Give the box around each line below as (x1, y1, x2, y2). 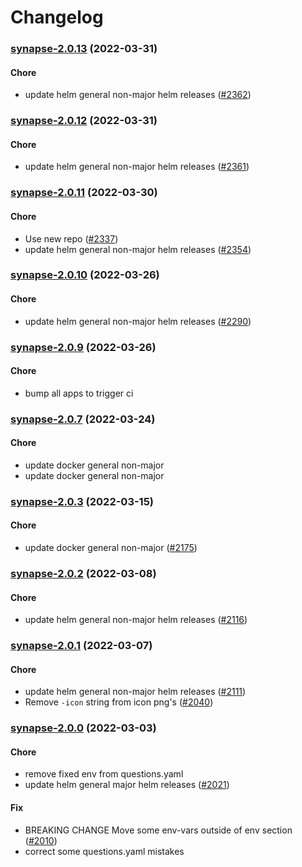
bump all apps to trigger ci (24, 387, 134, 399)
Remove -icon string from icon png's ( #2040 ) (24, 696, 214, 708)
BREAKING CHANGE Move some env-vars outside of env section (24, 824, 293, 836)
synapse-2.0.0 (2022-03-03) (10, 721, 157, 735)
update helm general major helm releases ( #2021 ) (24, 779, 230, 791)
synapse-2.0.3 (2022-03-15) (10, 494, 154, 508)
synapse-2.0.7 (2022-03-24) (10, 412, 156, 426)
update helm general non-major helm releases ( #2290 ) (24, 315, 252, 327)
